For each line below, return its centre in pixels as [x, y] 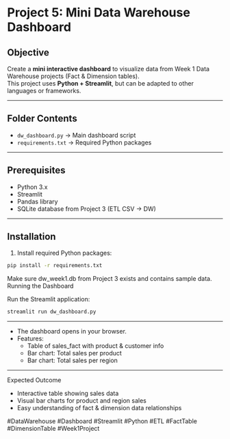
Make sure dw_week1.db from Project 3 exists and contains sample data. [110, 279]
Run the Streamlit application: [49, 299]
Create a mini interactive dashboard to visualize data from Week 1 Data [108, 69]
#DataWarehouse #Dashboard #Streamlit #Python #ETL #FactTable [102, 421]
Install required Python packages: [64, 253]
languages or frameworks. [44, 91]
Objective [28, 52]
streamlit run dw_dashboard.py [52, 312]
